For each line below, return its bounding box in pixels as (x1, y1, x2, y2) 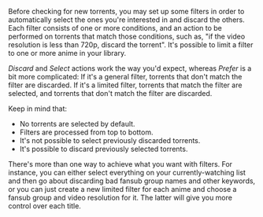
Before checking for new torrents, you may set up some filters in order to (8, 7, 245, 16)
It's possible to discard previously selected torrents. (19, 145, 188, 153)
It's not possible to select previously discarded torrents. (19, 136, 201, 145)
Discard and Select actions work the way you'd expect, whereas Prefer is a (8, 64, 252, 73)
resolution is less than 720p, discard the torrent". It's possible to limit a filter (8, 40, 254, 50)
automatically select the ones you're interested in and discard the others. (8, 15, 246, 24)
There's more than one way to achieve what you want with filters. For (8, 160, 233, 168)
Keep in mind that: (8, 104, 68, 113)
